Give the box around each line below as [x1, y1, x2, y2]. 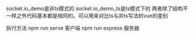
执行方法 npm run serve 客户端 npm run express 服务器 [6, 25, 140, 31]
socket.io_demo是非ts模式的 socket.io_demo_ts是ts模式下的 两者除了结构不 [6, 5, 188, 12]
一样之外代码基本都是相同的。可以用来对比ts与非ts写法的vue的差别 [6, 12, 168, 19]
